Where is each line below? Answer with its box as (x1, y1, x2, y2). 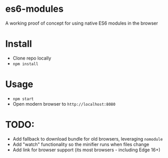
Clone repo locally (12, 55, 51, 61)
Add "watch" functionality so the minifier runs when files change (12, 141, 150, 147)
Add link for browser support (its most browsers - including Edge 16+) (12, 147, 160, 153)
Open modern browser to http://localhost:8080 (12, 101, 116, 107)
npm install (12, 61, 38, 67)
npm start (12, 96, 34, 102)
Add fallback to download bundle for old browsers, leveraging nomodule (12, 135, 163, 142)
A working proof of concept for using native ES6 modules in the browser (5, 20, 158, 26)
